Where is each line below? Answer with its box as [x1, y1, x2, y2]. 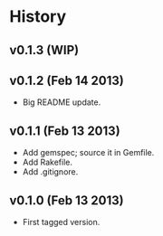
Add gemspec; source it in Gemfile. [22, 147, 155, 158]
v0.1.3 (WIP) [9, 42, 80, 58]
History [9, 6, 67, 27]
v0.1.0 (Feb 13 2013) [9, 193, 124, 208]
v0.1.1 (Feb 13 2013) [9, 123, 120, 138]
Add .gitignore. [22, 166, 79, 177]
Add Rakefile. [22, 156, 73, 168]
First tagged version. [22, 217, 101, 228]
